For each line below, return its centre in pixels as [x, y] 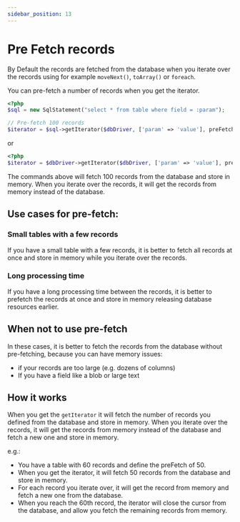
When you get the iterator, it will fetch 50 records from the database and [124, 473]
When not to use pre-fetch [67, 329]
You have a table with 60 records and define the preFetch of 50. [112, 465]
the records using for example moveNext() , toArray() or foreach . [102, 76]
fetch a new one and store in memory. [63, 437]
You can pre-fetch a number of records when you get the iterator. [104, 91]
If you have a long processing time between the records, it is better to [110, 291]
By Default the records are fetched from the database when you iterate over [119, 69]
